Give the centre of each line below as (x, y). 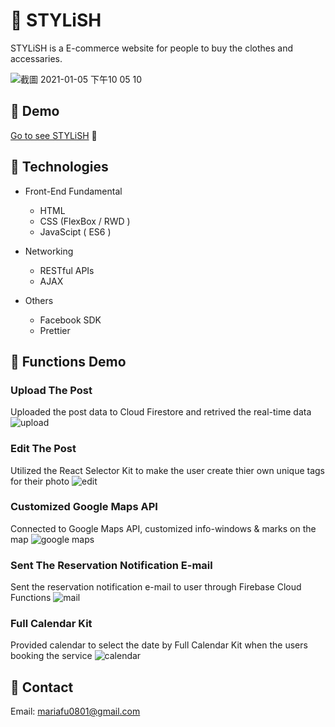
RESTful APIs (67, 270)
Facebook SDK (70, 320)
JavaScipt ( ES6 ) (75, 231)
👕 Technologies (59, 167)
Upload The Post (51, 390)
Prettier (55, 330)
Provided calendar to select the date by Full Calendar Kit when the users (159, 645)
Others (39, 300)
